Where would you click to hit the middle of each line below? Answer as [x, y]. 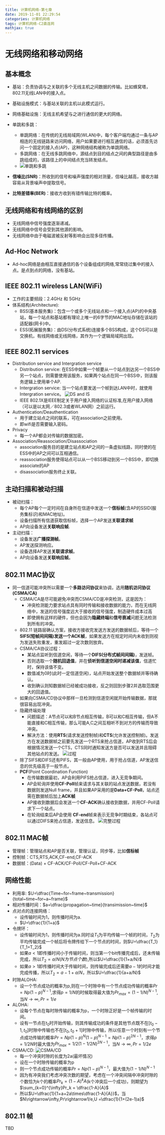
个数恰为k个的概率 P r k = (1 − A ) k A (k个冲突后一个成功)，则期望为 [84, 1082]
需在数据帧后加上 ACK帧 [51, 796]
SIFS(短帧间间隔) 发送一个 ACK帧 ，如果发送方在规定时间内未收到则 [87, 636]
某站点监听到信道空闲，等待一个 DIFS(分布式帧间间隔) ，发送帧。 [92, 655]
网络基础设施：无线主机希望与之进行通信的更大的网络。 [68, 114]
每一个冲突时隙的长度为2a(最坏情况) [56, 1056]
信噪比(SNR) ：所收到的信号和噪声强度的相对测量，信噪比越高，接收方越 [85, 177]
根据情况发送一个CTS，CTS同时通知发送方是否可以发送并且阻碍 [92, 748]
